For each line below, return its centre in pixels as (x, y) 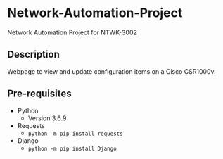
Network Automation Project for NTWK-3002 (72, 32)
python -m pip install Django (72, 148)
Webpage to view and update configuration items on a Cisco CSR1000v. (111, 71)
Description (33, 55)
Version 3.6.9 (47, 118)
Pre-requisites (39, 94)
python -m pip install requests (75, 134)
